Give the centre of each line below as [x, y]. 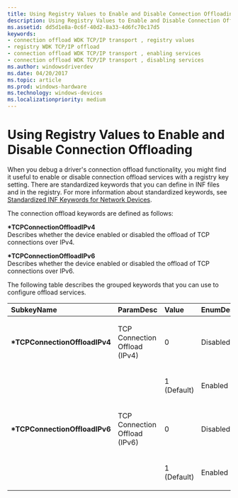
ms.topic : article [34, 80]
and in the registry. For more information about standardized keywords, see [118, 192]
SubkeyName [34, 309]
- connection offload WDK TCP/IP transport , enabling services [104, 54]
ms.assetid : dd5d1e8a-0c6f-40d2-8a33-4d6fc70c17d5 [84, 27]
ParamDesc [138, 309]
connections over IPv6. [41, 271]
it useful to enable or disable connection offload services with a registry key [118, 177]
